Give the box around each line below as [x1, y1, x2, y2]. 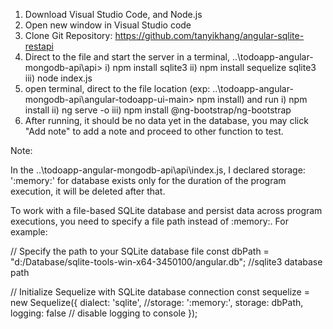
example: [10, 226, 48, 238]
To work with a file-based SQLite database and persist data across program [10, 205, 323, 216]
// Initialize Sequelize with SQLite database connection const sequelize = [10, 286, 310, 298]
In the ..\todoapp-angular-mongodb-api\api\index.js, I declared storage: [10, 164, 306, 176]
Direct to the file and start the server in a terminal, [24, 51, 231, 63]
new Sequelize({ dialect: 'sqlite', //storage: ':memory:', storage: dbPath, [10, 297, 304, 308]
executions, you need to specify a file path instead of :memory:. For [10, 215, 289, 227]
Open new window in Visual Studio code [24, 19, 192, 31]
